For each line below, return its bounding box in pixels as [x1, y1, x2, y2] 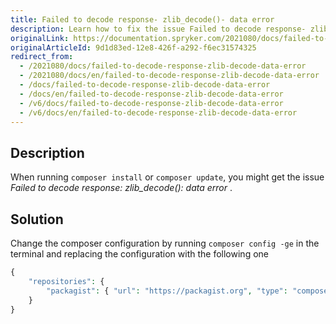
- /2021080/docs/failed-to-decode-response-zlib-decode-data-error [19, 61, 307, 71]
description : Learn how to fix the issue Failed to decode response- [10, 24, 307, 34]
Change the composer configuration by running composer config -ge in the [10, 237, 320, 249]
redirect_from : [10, 52, 74, 62]
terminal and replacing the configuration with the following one [10, 248, 269, 260]
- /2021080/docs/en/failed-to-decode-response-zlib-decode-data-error [19, 71, 320, 81]
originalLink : [10, 33, 70, 43]
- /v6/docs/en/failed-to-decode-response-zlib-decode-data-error [19, 107, 298, 118]
